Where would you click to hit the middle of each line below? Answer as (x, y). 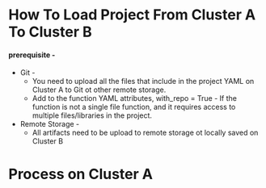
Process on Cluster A (81, 174)
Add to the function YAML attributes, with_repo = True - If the (134, 98)
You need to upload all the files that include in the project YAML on (143, 81)
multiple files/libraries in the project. (92, 115)
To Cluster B (50, 32)
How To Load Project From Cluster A (132, 15)
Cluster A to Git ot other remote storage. (99, 90)
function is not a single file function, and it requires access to (134, 107)
